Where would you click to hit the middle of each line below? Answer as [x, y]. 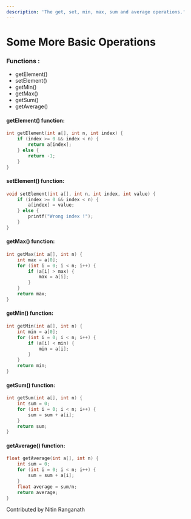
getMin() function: [30, 313]
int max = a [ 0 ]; [38, 260]
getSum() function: [31, 385]
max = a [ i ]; [54, 277]
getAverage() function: [36, 445]
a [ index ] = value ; [51, 205]
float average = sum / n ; [47, 487]
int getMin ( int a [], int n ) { [45, 326]
